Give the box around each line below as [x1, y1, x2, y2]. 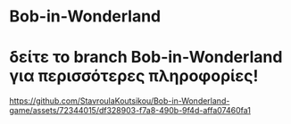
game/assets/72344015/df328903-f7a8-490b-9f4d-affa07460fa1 [9, 105, 252, 116]
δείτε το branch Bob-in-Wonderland [9, 47, 283, 68]
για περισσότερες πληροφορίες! [9, 66, 259, 87]
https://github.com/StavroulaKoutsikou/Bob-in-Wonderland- [9, 95, 230, 106]
